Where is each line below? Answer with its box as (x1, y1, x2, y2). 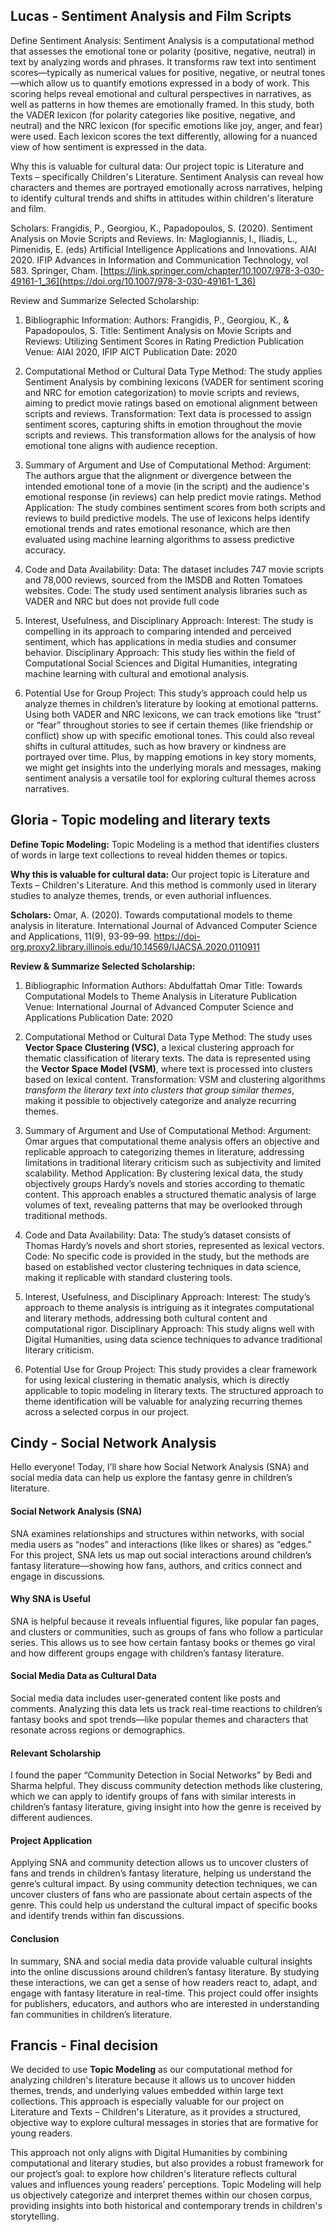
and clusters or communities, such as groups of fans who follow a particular (10, 1625, 324, 1638)
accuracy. (24, 544, 67, 556)
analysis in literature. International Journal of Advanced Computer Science (10, 919, 318, 931)
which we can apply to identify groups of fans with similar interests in (10, 1790, 297, 1803)
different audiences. (10, 1812, 93, 1824)
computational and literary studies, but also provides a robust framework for (10, 2157, 325, 2169)
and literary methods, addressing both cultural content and (24, 1312, 268, 1324)
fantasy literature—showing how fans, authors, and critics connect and (10, 1559, 303, 1571)
